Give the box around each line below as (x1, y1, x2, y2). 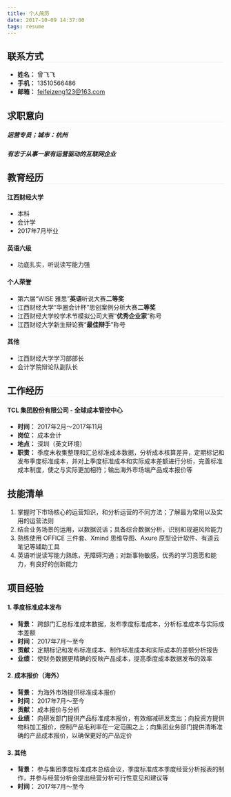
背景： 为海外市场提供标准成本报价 (17, 688, 116, 696)
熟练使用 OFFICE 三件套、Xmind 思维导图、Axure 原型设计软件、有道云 (17, 534, 220, 543)
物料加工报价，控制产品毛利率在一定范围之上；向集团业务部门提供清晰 (17, 722, 217, 731)
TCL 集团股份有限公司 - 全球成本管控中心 (7, 406, 123, 414)
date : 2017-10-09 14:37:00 (7, 17, 85, 24)
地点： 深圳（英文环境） (17, 440, 86, 448)
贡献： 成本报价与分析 (17, 705, 80, 713)
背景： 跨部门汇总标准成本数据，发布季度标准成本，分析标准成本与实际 (17, 619, 219, 628)
